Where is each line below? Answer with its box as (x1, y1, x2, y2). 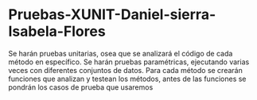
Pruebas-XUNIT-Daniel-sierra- (8, 6, 216, 24)
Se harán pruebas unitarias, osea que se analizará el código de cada (8, 48, 233, 58)
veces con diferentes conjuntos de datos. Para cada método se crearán (8, 65, 243, 75)
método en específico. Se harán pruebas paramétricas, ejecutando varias (8, 57, 250, 67)
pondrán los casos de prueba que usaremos (8, 82, 154, 92)
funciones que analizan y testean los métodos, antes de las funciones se (8, 74, 247, 83)
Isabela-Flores (8, 22, 106, 40)
